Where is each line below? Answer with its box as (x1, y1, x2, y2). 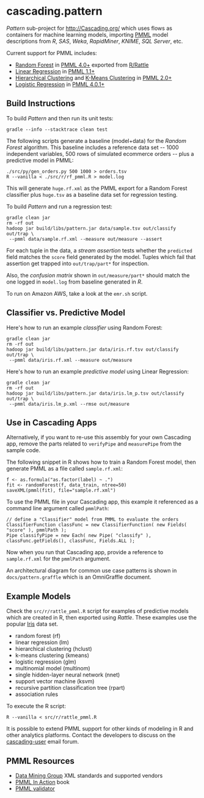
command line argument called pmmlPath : (6, 505, 109, 512)
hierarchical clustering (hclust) (15, 645, 93, 653)
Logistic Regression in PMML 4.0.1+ (15, 81, 105, 88)
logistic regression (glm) (15, 658, 76, 665)
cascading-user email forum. (6, 738, 79, 745)
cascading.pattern (6, 4, 103, 18)
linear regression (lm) (15, 639, 69, 646)
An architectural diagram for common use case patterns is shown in (6, 567, 177, 574)
